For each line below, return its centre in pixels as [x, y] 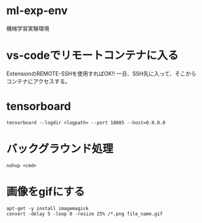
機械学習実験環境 [28, 28]
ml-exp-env [37, 11]
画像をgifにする [46, 191]
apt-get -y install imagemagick [47, 208]
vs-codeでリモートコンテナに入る [92, 55]
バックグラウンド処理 [60, 149]
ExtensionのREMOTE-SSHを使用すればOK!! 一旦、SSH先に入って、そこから [102, 74]
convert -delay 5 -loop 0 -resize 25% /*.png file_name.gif [85, 214]
